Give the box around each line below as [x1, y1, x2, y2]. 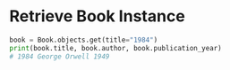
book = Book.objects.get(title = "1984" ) [9, 35, 158, 44]
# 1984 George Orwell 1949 [9, 51, 110, 61]
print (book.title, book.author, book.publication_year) [9, 43, 222, 52]
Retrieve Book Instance [9, 6, 185, 27]
